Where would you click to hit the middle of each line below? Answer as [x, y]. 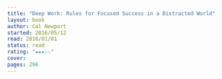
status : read [26, 45]
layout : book [26, 20]
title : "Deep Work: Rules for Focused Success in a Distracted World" [111, 13]
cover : [17, 58]
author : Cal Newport [37, 26]
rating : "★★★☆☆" [31, 52]
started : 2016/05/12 [37, 33]
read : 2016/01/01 [32, 39]
